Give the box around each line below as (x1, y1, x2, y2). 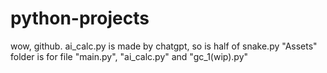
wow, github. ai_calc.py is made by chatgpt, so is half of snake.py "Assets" (10, 40, 318, 52)
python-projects (10, 7, 150, 30)
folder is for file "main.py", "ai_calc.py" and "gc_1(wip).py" (10, 50, 249, 62)
